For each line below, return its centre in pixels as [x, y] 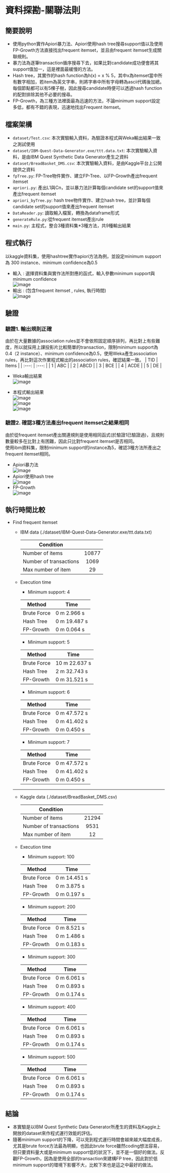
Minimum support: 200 [52, 907]
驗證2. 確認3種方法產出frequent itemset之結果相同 [67, 423]
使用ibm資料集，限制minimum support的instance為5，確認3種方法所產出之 [83, 447]
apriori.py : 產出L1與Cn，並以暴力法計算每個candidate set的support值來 [88, 187]
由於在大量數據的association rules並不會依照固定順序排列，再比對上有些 [80, 341]
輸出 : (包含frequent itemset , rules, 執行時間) [59, 290]
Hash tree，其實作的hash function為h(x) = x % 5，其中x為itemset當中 [85, 75]
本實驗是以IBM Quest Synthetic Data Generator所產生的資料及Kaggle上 [87, 1127]
